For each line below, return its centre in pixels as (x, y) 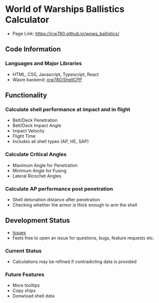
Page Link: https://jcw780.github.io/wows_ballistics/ (66, 33)
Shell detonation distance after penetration (56, 199)
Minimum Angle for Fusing (39, 170)
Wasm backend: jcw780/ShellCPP (47, 79)
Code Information (33, 49)
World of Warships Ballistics (65, 9)
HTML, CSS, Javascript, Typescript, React (56, 74)
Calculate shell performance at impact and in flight (68, 109)
